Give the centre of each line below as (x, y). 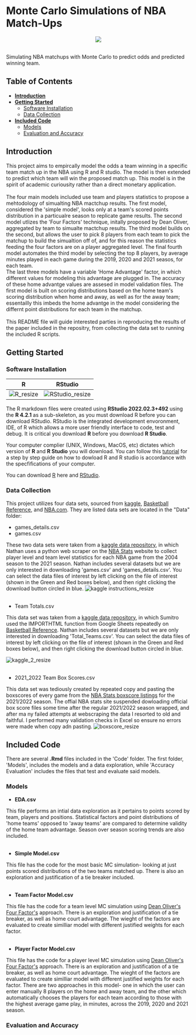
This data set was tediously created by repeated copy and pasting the (90, 689)
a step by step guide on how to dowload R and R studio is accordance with (96, 458)
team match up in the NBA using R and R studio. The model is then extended (98, 172)
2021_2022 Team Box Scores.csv (55, 677)
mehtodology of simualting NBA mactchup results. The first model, (86, 203)
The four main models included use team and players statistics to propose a (97, 197)
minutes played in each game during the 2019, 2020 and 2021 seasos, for (94, 259)
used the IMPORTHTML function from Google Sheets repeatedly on (87, 623)
